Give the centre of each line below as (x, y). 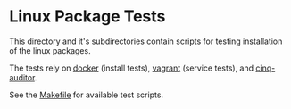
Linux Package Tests (87, 17)
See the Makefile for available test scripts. (86, 95)
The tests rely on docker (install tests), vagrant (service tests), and (132, 68)
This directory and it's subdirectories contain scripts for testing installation (146, 41)
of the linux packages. (50, 50)
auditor (22, 77)
